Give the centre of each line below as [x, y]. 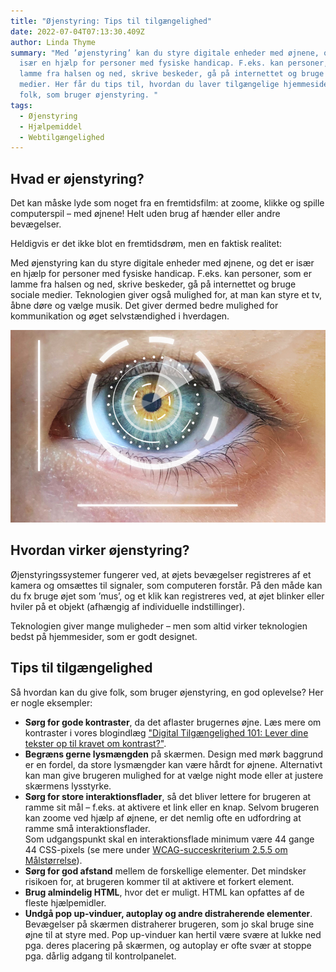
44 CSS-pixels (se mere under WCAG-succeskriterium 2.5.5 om [156, 849]
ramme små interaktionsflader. [87, 828]
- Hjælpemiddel [51, 126]
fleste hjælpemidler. [65, 902]
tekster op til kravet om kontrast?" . [95, 743]
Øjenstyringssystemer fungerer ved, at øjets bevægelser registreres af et [161, 574]
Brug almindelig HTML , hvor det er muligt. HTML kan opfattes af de [164, 892]
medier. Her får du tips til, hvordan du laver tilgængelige [149, 85]
